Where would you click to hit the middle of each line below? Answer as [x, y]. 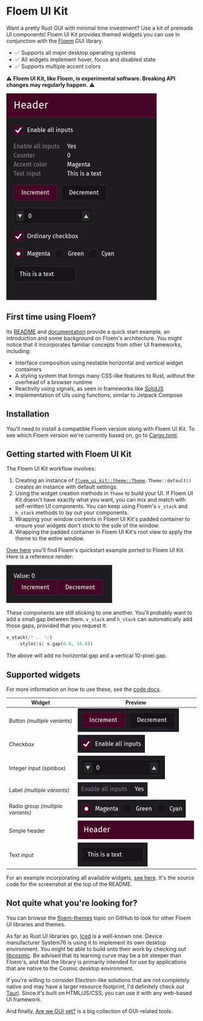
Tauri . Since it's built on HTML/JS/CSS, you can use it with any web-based [99, 992]
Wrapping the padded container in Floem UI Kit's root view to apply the [103, 532]
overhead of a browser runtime [53, 382]
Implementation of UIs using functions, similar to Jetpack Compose [99, 395]
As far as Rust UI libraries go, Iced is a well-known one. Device [84, 936]
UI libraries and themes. [36, 924]
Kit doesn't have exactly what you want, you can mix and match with [100, 500]
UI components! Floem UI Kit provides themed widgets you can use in [93, 34]
